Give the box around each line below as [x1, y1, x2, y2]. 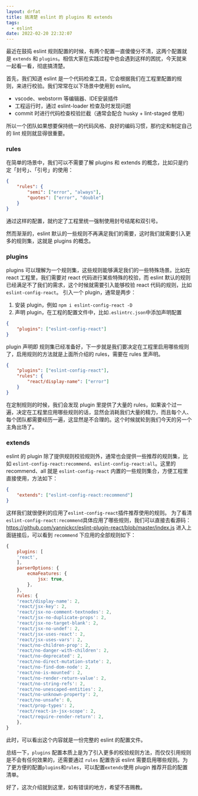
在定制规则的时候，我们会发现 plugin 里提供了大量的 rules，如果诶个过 [6, 401, 177, 408]
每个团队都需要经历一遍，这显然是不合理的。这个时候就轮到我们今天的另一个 [6, 415, 192, 423]
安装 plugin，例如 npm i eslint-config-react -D [14, 301, 133, 308]
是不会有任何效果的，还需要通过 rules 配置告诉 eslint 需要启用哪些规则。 [6, 756, 183, 763]
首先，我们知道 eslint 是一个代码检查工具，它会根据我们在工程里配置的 [6, 75, 177, 82]
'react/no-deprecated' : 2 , [16, 653, 83, 659]
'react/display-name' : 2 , [16, 598, 81, 604]
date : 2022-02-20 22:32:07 [6, 31, 72, 37]
